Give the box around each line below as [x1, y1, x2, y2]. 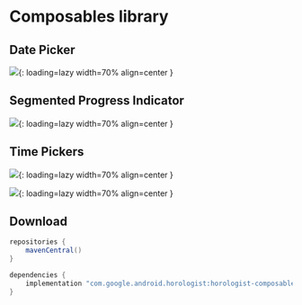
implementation [25, 279, 83, 288]
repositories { [9, 238, 67, 247]
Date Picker [9, 42, 75, 58]
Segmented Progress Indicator [9, 93, 184, 109]
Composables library [9, 6, 169, 27]
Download [9, 214, 67, 229]
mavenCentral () [25, 246, 83, 256]
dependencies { [9, 271, 67, 280]
